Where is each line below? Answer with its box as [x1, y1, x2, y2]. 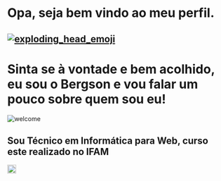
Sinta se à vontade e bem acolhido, [7, 61, 215, 77]
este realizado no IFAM [7, 146, 109, 158]
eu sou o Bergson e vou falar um [7, 76, 199, 92]
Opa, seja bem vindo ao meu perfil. [7, 5, 215, 21]
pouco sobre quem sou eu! [7, 91, 166, 107]
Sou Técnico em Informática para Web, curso [7, 135, 208, 146]
